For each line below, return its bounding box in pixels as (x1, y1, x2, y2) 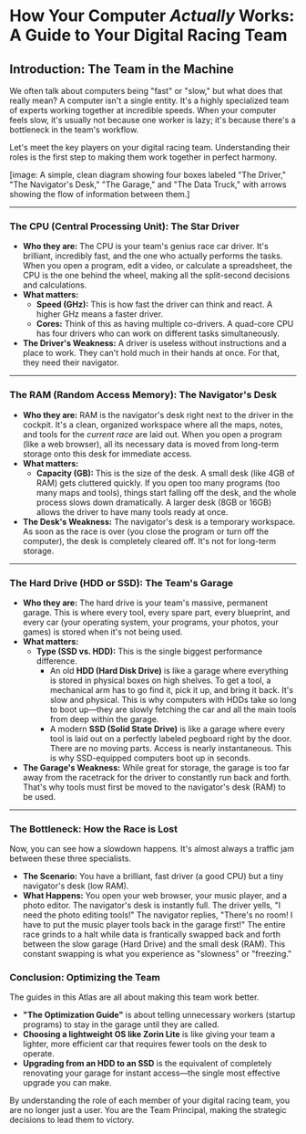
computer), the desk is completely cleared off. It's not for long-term (22, 535, 277, 546)
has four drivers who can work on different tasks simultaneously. (36, 328, 280, 339)
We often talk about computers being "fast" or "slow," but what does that (9, 86, 283, 96)
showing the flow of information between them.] (9, 189, 190, 199)
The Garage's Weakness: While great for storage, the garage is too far (22, 761, 290, 772)
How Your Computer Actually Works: (9, 5, 295, 26)
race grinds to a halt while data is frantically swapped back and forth (22, 929, 280, 940)
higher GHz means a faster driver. (36, 309, 164, 320)
